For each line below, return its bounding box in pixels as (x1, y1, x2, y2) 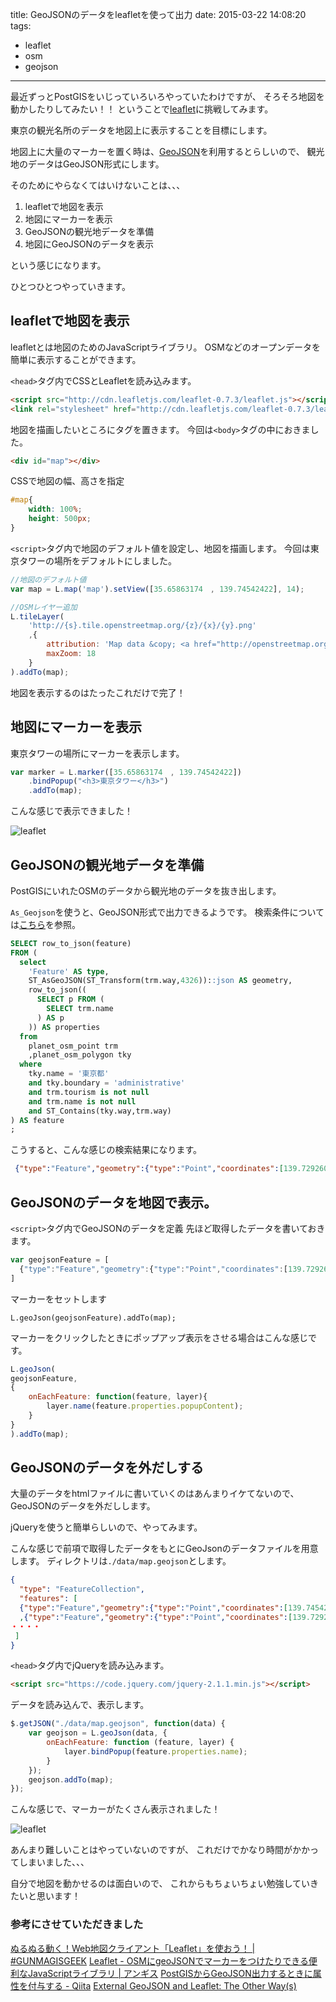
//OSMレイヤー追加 (10, 602, 78, 612)
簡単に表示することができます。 (10, 353, 142, 365)
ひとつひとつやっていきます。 (10, 281, 131, 292)
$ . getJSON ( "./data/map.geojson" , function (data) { (10, 1719, 226, 1729)
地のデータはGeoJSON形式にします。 (10, 158, 165, 170)
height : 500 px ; (28, 514, 92, 524)
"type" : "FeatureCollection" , (19, 1584, 145, 1595)
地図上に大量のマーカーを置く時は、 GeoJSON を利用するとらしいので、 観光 (10, 146, 325, 157)
